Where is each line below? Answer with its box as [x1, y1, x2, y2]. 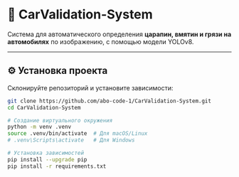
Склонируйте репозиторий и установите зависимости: [7, 83, 174, 92]
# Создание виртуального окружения [7, 117, 113, 124]
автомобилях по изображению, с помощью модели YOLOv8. [7, 37, 194, 45]
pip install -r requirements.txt [7, 163, 107, 170]
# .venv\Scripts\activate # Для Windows [7, 136, 135, 144]
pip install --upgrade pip [7, 156, 87, 163]
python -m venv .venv [7, 124, 72, 131]
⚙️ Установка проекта [7, 65, 108, 77]
